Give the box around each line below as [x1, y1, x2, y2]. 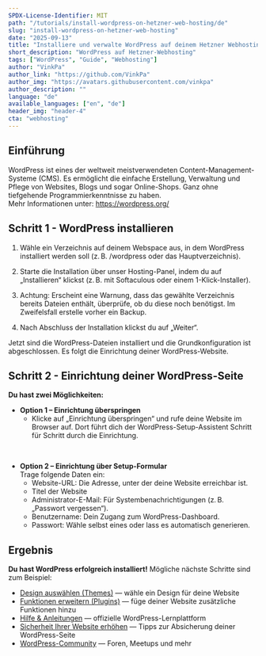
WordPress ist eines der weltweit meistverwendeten [8, 165, 178, 174]
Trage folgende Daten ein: [19, 470, 105, 479]
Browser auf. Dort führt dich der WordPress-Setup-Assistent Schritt [31, 422, 252, 432]
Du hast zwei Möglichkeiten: [8, 390, 104, 400]
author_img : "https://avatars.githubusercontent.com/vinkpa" [8, 78, 215, 86]
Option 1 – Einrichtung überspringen [19, 406, 141, 415]
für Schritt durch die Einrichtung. [31, 431, 139, 441]
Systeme [8, 174, 37, 183]
